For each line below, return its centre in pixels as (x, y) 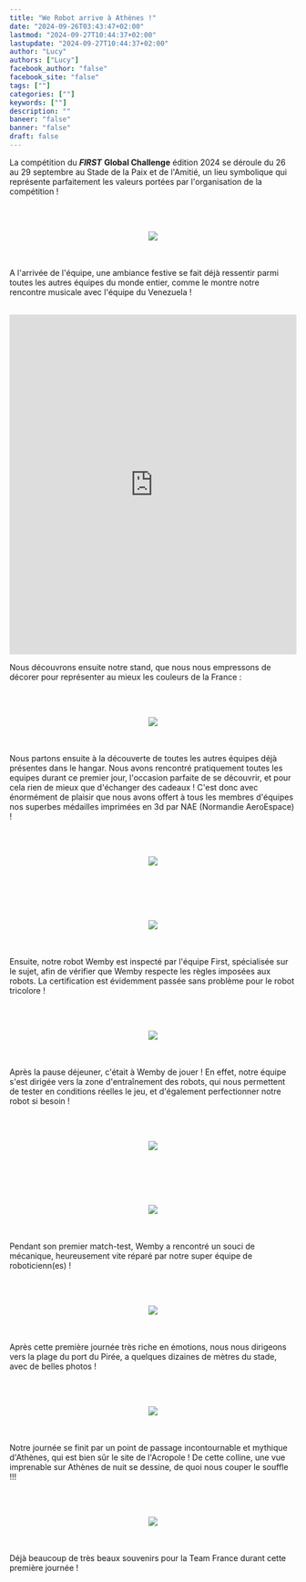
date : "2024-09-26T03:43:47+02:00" (77, 26)
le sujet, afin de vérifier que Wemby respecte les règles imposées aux (140, 971)
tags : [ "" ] (30, 86)
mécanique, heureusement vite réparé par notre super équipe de (131, 1255)
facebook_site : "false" (55, 77)
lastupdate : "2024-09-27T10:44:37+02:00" (89, 43)
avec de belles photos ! (53, 1366)
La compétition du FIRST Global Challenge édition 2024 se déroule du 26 (148, 162)
